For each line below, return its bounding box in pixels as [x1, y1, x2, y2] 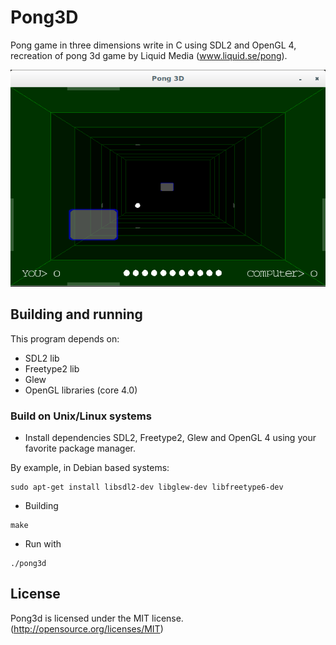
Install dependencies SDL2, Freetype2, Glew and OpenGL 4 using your [24, 431, 317, 443]
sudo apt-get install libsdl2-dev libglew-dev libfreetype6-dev [10, 482, 284, 492]
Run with [24, 537, 62, 550]
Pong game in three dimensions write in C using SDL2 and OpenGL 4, [10, 39, 297, 51]
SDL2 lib [24, 352, 60, 364]
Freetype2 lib [24, 362, 80, 375]
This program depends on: [10, 332, 120, 345]
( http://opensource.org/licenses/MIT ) [10, 622, 164, 635]
